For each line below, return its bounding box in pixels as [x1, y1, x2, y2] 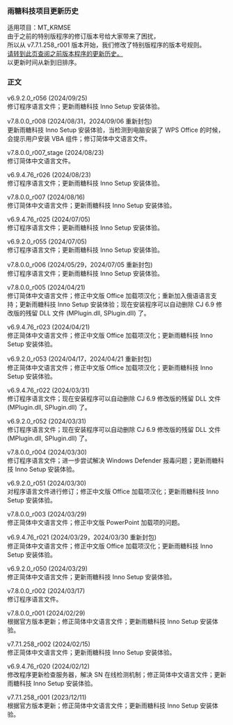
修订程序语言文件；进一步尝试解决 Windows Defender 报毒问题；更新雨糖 [7, 456, 218, 465]
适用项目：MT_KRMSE [7, 23, 72, 32]
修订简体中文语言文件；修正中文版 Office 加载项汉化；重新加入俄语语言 [7, 291, 211, 299]
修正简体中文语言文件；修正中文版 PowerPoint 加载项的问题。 [7, 518, 184, 526]
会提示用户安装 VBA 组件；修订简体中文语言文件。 [7, 134, 152, 142]
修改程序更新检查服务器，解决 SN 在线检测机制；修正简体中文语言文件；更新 [7, 670, 227, 678]
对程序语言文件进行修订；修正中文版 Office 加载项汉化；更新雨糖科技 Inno [7, 487, 219, 495]
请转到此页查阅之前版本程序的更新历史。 [7, 50, 123, 58]
